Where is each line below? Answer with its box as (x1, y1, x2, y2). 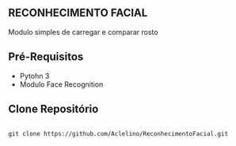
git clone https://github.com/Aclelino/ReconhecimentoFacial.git (8, 130, 228, 138)
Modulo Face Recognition (19, 79, 104, 89)
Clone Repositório (8, 103, 99, 116)
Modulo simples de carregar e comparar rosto (8, 27, 158, 36)
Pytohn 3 (19, 71, 50, 80)
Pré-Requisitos (8, 51, 84, 64)
